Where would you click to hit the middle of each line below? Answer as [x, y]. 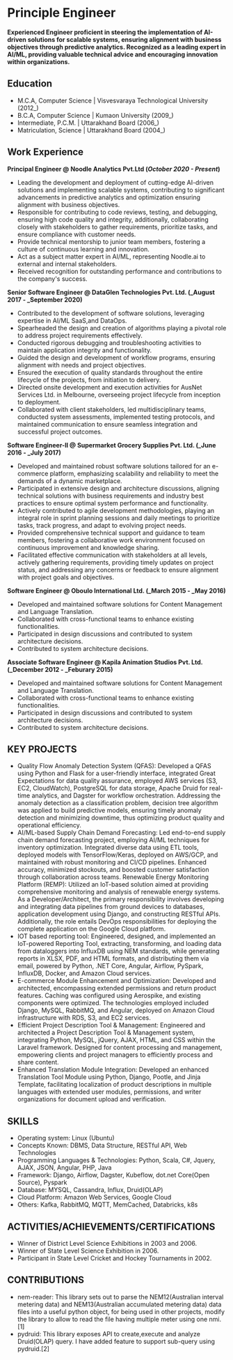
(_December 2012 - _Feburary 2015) [60, 669]
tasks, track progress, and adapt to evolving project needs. [102, 525]
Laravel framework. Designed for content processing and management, [120, 1048]
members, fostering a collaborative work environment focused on [111, 540]
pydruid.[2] [33, 1348]
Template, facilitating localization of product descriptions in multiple [114, 1085]
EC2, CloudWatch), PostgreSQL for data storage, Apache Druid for [112, 788]
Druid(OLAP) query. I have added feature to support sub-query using [116, 1341]
